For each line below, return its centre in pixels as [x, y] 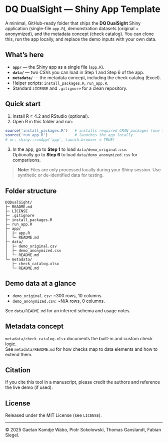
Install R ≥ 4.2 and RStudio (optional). [51, 116]
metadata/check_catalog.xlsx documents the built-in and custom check [79, 338]
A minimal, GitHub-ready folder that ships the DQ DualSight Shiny [73, 23]
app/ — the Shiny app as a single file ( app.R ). [58, 67]
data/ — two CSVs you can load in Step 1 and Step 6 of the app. [78, 72]
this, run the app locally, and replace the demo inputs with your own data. [81, 39]
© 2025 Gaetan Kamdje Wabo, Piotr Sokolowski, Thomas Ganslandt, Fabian [83, 430]
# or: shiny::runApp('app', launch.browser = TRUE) [60, 140]
